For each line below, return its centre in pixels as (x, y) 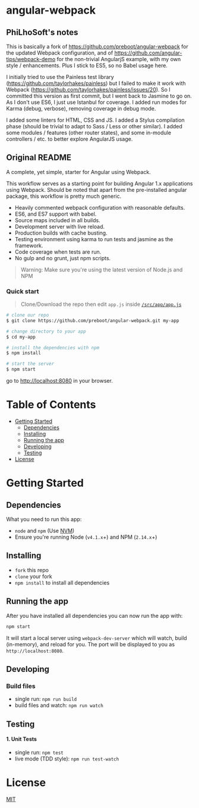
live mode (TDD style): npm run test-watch (67, 759)
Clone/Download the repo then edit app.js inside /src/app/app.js (101, 304)
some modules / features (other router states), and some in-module (89, 132)
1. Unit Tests (22, 739)
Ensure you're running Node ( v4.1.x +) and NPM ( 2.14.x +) (86, 537)
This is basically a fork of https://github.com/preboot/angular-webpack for (97, 46)
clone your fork (33, 576)
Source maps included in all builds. (57, 220)
